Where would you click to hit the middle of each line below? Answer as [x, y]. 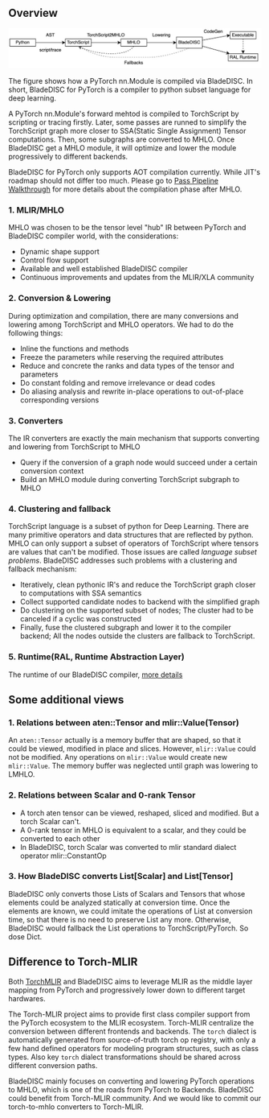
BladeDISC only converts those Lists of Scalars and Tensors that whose [127, 893]
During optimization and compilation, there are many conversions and [123, 316]
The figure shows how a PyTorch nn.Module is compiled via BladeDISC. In [130, 81]
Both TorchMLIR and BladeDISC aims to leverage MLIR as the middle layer [130, 981]
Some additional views [66, 699]
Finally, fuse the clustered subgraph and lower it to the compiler [125, 628]
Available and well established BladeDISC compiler [104, 269]
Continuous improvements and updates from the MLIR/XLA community [137, 278]
